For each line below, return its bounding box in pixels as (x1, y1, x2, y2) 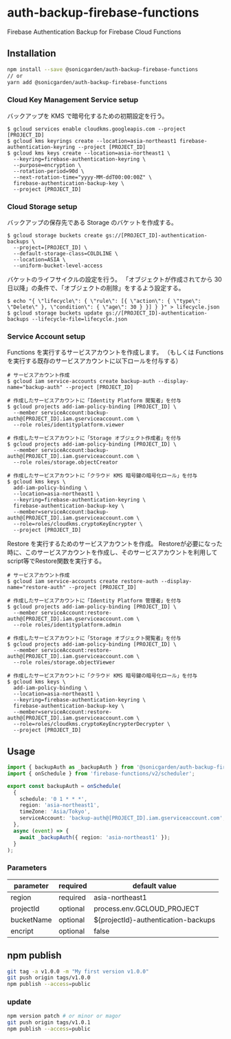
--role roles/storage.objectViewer (13, 659, 115, 666)
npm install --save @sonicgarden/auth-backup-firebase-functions (7, 66, 198, 73)
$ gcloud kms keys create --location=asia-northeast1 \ (7, 150, 170, 157)
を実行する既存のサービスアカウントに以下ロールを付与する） (7, 357, 182, 365)
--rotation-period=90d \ (13, 168, 85, 175)
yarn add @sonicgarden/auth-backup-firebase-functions (7, 79, 168, 86)
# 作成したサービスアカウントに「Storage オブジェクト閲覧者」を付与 (7, 635, 181, 642)
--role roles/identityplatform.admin (13, 622, 122, 629)
